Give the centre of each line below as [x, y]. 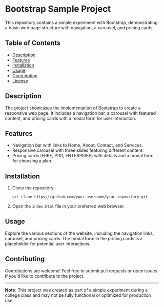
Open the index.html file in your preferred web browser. [69, 206]
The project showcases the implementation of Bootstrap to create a [73, 108]
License [20, 81]
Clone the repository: [33, 188]
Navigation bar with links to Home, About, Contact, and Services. [77, 145]
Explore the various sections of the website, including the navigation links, [80, 233]
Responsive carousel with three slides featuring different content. [78, 150]
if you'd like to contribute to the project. [45, 276]
